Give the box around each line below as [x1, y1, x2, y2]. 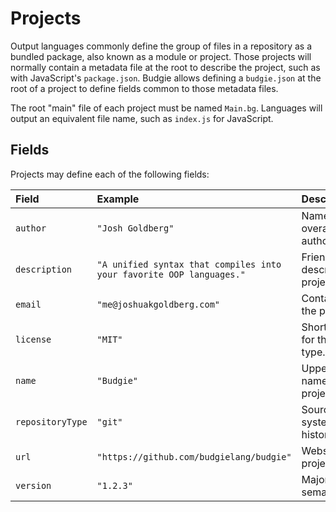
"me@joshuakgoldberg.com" [96, 298, 220, 310]
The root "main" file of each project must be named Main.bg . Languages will [10, 102, 323, 114]
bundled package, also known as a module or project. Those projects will [10, 50, 312, 62]
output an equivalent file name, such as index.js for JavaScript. [10, 112, 274, 124]
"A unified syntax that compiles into [96, 258, 282, 270]
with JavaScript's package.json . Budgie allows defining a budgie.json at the [10, 72, 322, 84]
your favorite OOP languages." [96, 268, 246, 280]
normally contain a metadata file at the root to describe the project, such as [10, 61, 321, 73]
